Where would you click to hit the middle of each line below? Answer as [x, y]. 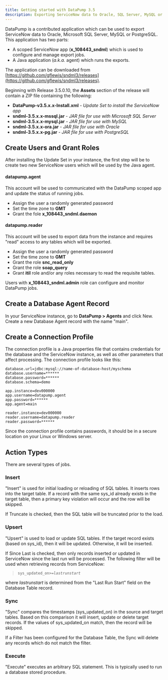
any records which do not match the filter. [48, 643]
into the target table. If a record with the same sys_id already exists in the [81, 494]
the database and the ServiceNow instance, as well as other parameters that [84, 355]
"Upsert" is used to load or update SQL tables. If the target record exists [80, 538]
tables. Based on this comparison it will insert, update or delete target [77, 617]
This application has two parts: [37, 39]
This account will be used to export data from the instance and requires [79, 236]
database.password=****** [32, 378]
